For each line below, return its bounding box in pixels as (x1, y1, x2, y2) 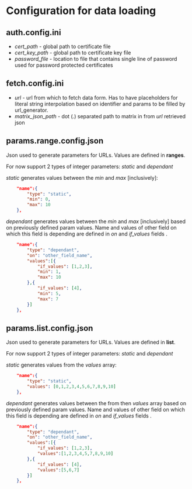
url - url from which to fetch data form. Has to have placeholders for (14, 94, 178, 101)
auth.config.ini (6, 28, 61, 37)
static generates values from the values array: (6, 361, 117, 368)
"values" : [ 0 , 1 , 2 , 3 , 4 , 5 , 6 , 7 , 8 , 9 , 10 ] (27, 384, 117, 389)
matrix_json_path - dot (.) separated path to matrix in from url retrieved (14, 112, 186, 119)
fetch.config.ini (6, 78, 64, 88)
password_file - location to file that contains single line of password (14, 56, 177, 62)
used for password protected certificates (14, 61, 113, 69)
